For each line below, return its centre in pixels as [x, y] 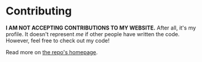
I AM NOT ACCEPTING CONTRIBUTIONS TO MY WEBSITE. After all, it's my [101, 28]
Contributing [39, 11]
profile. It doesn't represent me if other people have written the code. [93, 34]
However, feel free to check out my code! [58, 40]
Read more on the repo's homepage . [52, 52]
